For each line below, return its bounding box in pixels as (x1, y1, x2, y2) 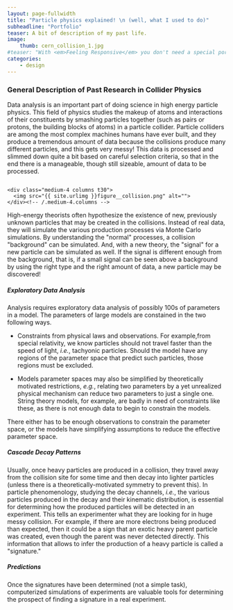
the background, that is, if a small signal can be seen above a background (7, 255, 218, 263)
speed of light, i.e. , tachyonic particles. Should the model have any (17, 346, 208, 354)
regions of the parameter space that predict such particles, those (17, 354, 204, 362)
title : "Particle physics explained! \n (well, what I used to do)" (7, 17, 209, 24)
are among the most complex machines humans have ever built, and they (7, 130, 216, 138)
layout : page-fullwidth (7, 10, 76, 17)
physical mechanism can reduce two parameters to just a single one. (17, 389, 214, 397)
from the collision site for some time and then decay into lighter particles (7, 473, 214, 481)
